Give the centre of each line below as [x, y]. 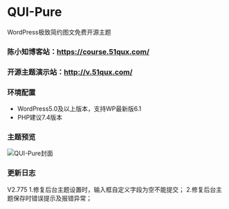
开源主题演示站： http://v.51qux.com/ [70, 72]
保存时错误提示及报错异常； [52, 198]
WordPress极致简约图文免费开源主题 [59, 32]
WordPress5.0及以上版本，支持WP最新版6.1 [79, 109]
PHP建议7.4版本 [40, 118]
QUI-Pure [35, 12]
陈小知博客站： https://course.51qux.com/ [79, 51]
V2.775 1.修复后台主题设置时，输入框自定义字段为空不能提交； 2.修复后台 [112, 189]
